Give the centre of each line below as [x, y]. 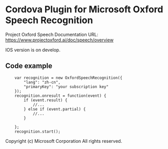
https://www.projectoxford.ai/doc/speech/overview [59, 40]
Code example [29, 66]
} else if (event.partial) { [55, 109]
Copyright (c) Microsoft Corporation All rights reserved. [64, 141]
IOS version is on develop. [33, 50]
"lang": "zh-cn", [42, 82]
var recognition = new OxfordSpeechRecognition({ [69, 78]
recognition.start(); [37, 132]
